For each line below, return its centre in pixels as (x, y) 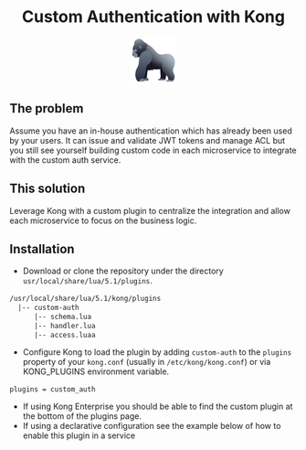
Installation (42, 249)
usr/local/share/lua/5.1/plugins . (87, 281)
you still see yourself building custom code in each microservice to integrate (153, 150)
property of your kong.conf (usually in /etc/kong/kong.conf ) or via (147, 362)
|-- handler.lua (64, 327)
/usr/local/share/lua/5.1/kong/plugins (85, 299)
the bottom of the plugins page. (82, 416)
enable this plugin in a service (79, 435)
